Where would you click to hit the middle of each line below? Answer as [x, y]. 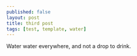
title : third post [30, 23]
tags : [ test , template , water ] [46, 29]
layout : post [23, 18]
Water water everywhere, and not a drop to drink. [69, 46]
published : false [29, 12]
